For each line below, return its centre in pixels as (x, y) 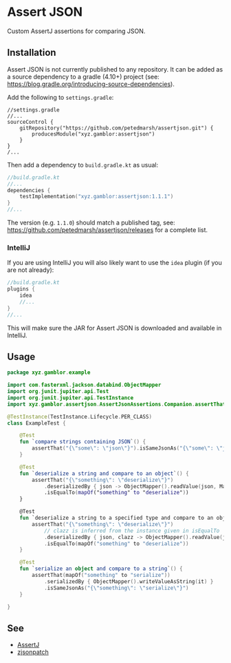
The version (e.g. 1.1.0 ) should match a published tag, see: (91, 222)
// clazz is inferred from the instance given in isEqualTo (132, 531)
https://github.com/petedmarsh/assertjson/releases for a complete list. (108, 230)
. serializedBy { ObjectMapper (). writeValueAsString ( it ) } (129, 581)
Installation (32, 53)
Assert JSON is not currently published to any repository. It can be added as (115, 69)
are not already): (31, 270)
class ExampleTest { (37, 423)
